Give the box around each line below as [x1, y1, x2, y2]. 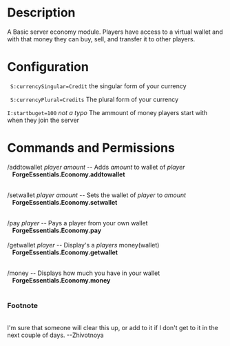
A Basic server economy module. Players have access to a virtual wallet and [7, 28, 224, 36]
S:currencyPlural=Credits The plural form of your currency [10, 95, 179, 103]
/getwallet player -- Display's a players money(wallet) [7, 241, 160, 249]
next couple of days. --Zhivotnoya [7, 331, 105, 339]
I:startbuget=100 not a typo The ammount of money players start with [7, 108, 208, 116]
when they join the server [7, 116, 80, 124]
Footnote [7, 301, 38, 310]
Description [7, 5, 76, 21]
